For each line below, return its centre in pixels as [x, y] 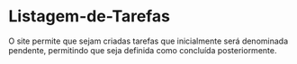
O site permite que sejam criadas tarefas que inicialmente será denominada [148, 41]
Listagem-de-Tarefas [89, 16]
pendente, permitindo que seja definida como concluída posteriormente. [143, 50]
